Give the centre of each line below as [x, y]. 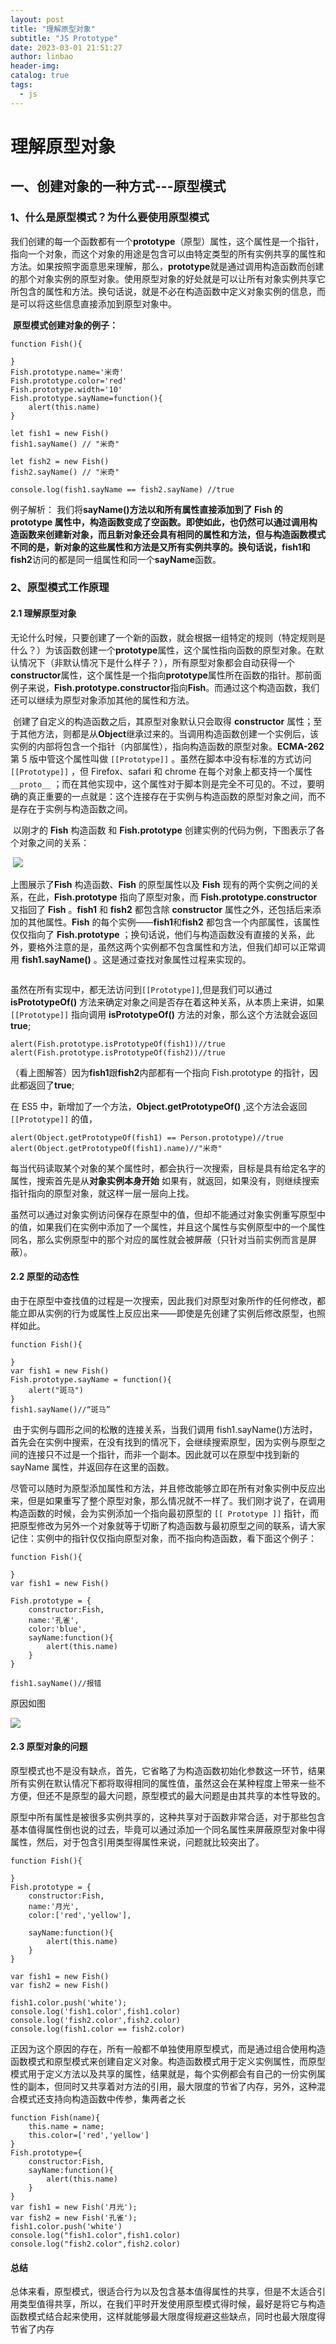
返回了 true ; [51, 1085]
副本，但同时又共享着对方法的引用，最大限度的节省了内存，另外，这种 [172, 2087]
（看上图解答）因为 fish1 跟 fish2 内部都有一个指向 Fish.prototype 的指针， [160, 1072]
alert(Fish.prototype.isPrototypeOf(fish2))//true [118, 1052]
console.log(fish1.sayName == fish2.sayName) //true [122, 489]
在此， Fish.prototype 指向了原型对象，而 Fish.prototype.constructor [172, 897]
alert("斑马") [56, 1390]
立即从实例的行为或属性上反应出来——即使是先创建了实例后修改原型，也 [167, 1313]
